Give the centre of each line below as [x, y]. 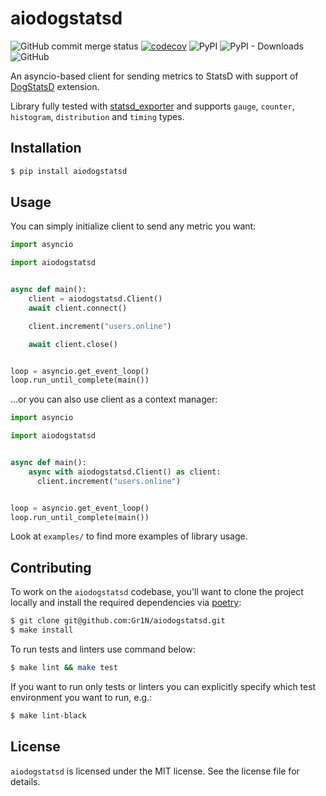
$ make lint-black [48, 715]
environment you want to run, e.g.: [81, 697]
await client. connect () [78, 308]
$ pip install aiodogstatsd [69, 171]
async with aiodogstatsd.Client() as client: [125, 472]
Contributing [51, 567]
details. [25, 781]
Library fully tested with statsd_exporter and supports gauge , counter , [152, 106]
